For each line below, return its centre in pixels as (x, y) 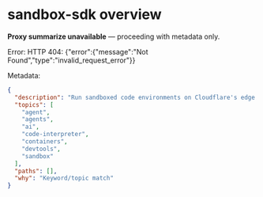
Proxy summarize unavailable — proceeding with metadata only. (114, 36)
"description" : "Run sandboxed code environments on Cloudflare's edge (135, 97)
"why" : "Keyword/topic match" (64, 178)
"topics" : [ (34, 104)
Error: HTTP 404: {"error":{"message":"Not (78, 51)
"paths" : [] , (36, 171)
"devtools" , (41, 149)
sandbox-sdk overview (85, 15)
